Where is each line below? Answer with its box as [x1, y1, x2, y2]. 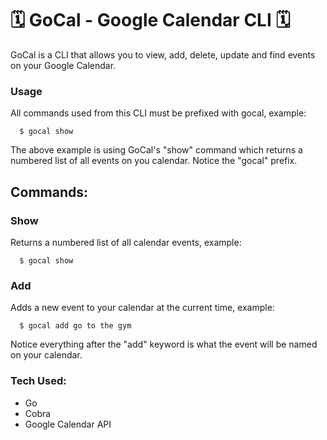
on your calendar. [10, 349, 83, 361]
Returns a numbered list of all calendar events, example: [10, 236, 242, 248]
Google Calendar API [24, 418, 112, 430]
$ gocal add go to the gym [19, 321, 132, 331]
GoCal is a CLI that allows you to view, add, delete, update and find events [10, 48, 316, 61]
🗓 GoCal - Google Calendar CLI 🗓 [10, 9, 291, 32]
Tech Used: [10, 374, 67, 388]
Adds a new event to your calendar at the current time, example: [10, 302, 275, 314]
